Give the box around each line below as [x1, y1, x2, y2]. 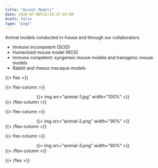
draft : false [5, 16, 32, 21]
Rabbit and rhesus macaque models [12, 65, 86, 71]
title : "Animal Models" [5, 7, 54, 12]
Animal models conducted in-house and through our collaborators [5, 35, 140, 41]
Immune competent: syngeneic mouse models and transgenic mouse [12, 55, 153, 61]
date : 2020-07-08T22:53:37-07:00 [5, 12, 74, 17]
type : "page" [5, 21, 32, 26]
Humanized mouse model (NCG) [12, 49, 79, 55]
